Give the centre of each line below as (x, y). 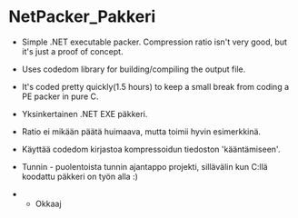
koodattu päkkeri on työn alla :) (79, 176)
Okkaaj (48, 203)
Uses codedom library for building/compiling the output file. (134, 69)
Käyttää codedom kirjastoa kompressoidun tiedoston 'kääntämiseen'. (151, 149)
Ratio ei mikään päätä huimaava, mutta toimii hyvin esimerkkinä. (141, 131)
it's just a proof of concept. (72, 51)
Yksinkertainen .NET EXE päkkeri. (84, 114)
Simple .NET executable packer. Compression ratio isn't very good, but (154, 42)
